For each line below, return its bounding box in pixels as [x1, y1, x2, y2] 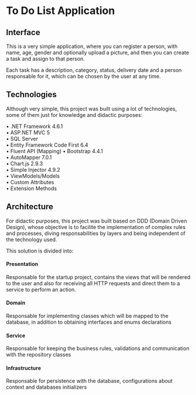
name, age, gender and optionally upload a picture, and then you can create [6, 49, 189, 56]
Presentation [6, 261, 39, 268]
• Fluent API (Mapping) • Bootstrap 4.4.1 [6, 147, 104, 154]
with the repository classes [6, 351, 71, 358]
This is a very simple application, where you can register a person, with [6, 43, 178, 50]
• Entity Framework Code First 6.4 [6, 141, 89, 148]
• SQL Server [6, 135, 39, 142]
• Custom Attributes [6, 178, 54, 185]
